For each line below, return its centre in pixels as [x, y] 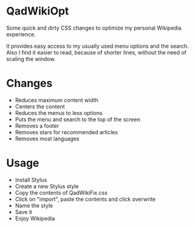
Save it [24, 212]
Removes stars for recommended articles [66, 132]
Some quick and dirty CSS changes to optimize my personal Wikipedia [94, 28]
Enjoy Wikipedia [35, 218]
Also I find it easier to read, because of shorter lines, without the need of [97, 52]
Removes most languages [47, 138]
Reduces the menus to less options [59, 112]
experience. [21, 34]
